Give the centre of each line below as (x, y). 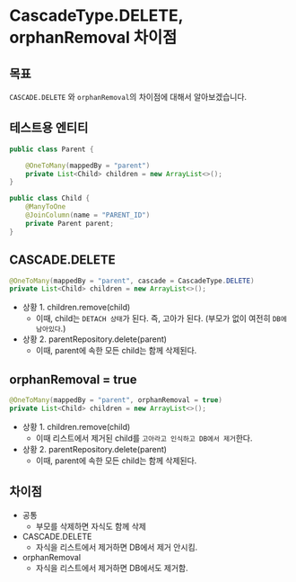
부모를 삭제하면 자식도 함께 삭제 (91, 526)
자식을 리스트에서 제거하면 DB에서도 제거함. (112, 568)
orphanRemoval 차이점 (93, 38)
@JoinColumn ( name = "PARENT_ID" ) (88, 215)
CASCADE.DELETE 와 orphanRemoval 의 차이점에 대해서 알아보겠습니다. (128, 97)
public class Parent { (52, 149)
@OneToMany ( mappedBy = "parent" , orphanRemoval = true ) (116, 400)
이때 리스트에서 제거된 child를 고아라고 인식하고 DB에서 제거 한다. (144, 438)
